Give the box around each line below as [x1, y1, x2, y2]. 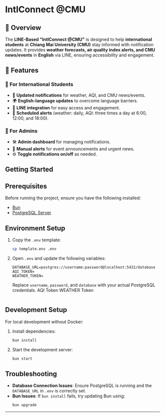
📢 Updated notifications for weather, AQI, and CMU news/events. [12, 92, 146, 98]
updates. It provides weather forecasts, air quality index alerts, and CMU [5, 47, 156, 52]
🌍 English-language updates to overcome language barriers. [12, 98, 138, 104]
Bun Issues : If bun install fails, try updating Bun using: [12, 393, 125, 399]
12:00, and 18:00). [12, 115, 49, 121]
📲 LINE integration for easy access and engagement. [12, 104, 120, 110]
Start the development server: [12, 346, 73, 352]
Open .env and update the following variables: [12, 255, 106, 261]
